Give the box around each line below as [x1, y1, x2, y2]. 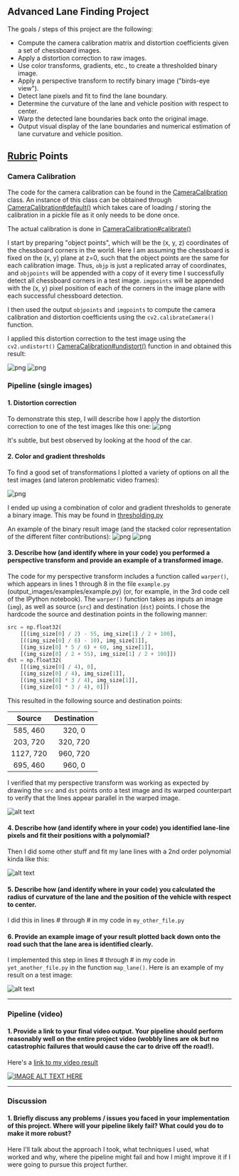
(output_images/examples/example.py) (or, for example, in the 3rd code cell [7, 587, 230, 596]
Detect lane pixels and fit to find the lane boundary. [17, 91, 169, 100]
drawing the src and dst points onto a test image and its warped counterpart [7, 786, 232, 794]
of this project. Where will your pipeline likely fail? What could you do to [7, 1122, 224, 1130]
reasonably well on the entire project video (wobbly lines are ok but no [7, 1034, 219, 1043]
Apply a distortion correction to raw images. [17, 54, 147, 62]
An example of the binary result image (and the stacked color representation [7, 524, 231, 533]
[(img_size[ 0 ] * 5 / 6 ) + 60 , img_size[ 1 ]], [20, 644, 154, 651]
